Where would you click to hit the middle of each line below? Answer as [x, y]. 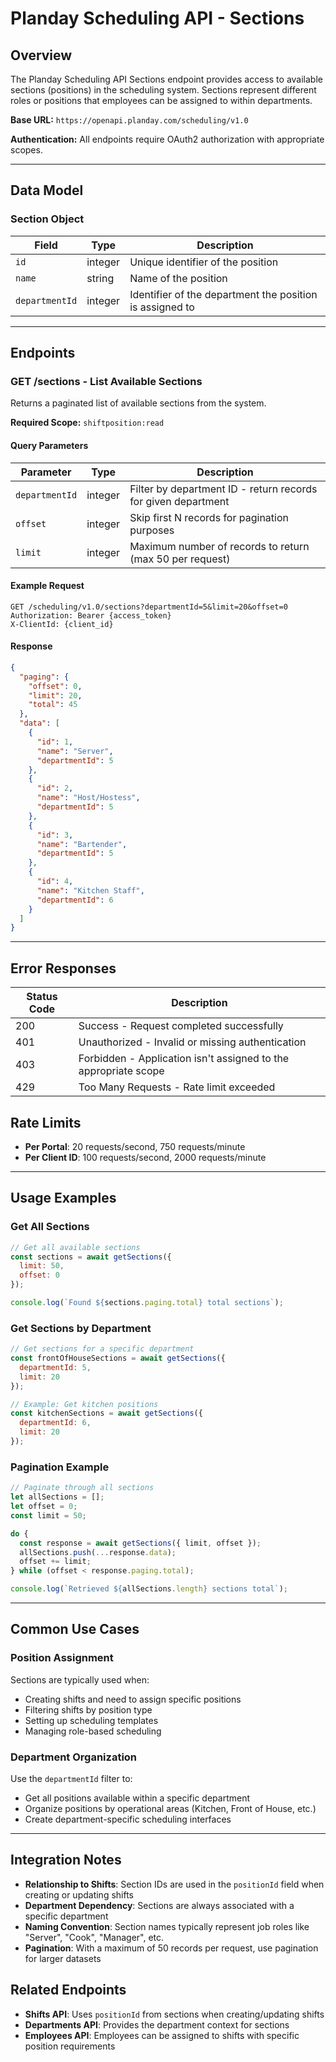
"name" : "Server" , [75, 751]
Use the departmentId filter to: [71, 1778]
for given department [179, 501]
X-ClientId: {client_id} [62, 624]
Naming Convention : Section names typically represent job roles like [167, 1926]
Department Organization [74, 1757]
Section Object [47, 219]
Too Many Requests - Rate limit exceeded [177, 1087]
